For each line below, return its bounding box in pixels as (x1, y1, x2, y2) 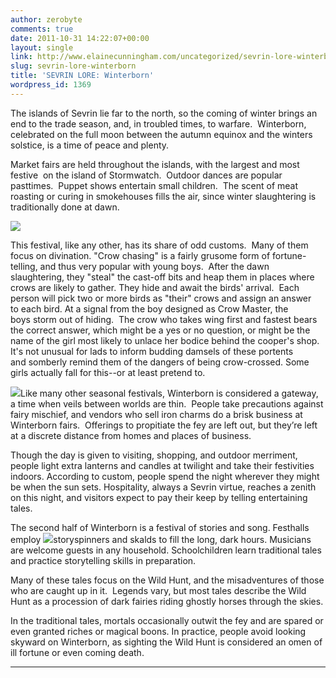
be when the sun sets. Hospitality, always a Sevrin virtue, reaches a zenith (10, 481, 317, 493)
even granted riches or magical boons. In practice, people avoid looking (10, 625, 307, 637)
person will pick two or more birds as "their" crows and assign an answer (10, 292, 312, 304)
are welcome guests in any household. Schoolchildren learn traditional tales (10, 544, 322, 556)
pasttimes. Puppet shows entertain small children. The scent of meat (10, 179, 299, 191)
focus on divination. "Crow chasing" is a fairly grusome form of (10, 249, 271, 261)
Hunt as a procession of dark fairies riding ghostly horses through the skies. (10, 595, 324, 607)
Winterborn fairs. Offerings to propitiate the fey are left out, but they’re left (10, 419, 318, 431)
